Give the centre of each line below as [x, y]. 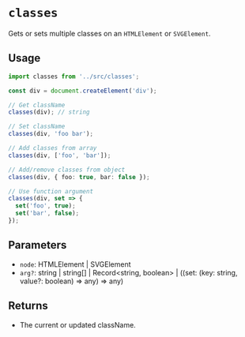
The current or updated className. [77, 324]
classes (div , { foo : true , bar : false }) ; [79, 177]
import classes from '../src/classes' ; [74, 77]
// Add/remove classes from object [67, 170]
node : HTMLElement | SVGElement [75, 264]
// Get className [37, 105]
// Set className [37, 127]
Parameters [38, 245]
